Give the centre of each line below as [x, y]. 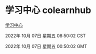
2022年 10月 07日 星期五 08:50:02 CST [45, 35]
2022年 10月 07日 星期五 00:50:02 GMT [46, 46]
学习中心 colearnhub [48, 10]
